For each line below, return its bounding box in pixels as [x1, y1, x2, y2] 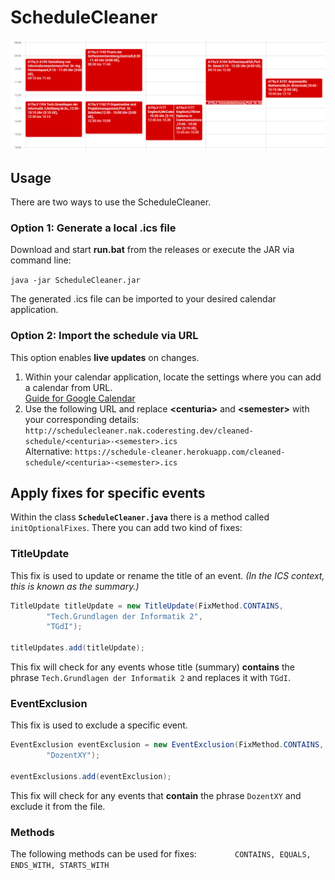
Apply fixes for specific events [10, 484, 206, 501]
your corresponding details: [24, 413, 140, 425]
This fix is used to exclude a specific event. [10, 719, 188, 731]
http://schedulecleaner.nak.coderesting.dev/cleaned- [24, 426, 254, 436]
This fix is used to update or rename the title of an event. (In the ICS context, [10, 569, 325, 581]
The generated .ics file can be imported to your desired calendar [10, 293, 277, 305]
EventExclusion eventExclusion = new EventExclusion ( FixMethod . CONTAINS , [10, 740, 325, 750]
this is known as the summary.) [10, 580, 140, 592]
